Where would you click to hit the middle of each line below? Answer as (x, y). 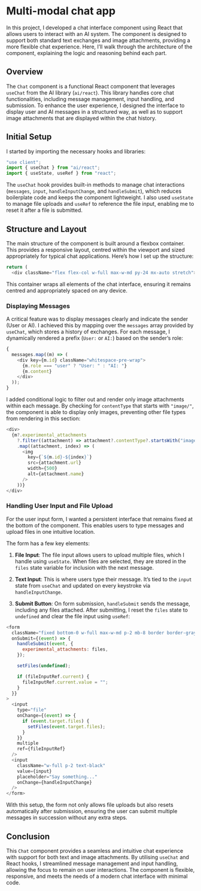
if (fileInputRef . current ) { (53, 676)
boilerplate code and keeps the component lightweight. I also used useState (100, 197)
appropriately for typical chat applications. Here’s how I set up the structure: (100, 256)
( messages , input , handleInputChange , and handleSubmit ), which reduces (94, 191)
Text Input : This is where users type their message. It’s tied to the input (103, 579)
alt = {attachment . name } (56, 474)
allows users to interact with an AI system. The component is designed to (97, 34)
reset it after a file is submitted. (44, 210)
